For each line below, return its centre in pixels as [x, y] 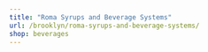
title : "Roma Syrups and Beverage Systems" [91, 17]
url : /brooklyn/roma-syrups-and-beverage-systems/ [104, 26]
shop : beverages [39, 33]
